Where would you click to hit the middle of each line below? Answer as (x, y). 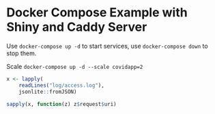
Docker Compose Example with (97, 13)
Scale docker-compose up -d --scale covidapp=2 (75, 66)
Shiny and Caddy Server (77, 27)
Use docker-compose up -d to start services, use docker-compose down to (107, 46)
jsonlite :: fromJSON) (48, 91)
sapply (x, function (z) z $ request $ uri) (61, 104)
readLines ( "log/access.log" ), (62, 85)
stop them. (21, 53)
